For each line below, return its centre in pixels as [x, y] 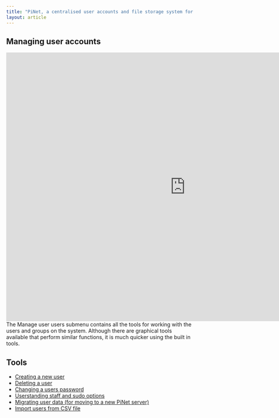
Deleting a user [33, 383]
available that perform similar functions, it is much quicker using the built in [98, 337]
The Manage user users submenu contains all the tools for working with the [99, 325]
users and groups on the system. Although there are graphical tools [89, 331]
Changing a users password [49, 389]
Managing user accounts [54, 42]
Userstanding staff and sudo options [60, 396]
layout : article [26, 17]
